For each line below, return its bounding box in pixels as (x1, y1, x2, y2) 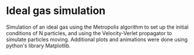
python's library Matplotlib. (6, 42, 71, 49)
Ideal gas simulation (6, 4, 106, 18)
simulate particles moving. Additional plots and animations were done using (6, 36, 188, 43)
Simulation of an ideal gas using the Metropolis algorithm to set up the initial (6, 23, 189, 30)
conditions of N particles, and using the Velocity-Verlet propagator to (6, 29, 172, 36)
